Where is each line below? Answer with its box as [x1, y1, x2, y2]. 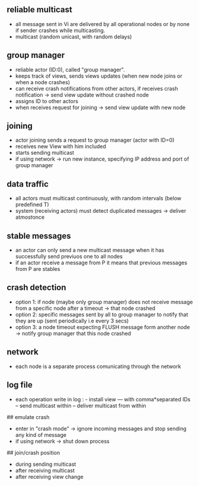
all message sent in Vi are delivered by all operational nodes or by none [15, 20, 190, 27]
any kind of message [15, 431, 67, 438]
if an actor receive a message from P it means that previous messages [15, 259, 188, 266]
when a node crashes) [15, 78, 70, 85]
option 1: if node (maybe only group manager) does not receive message [15, 298, 193, 305]
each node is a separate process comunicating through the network [15, 363, 181, 370]
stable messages [7, 231, 72, 241]
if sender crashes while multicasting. [15, 27, 105, 34]
